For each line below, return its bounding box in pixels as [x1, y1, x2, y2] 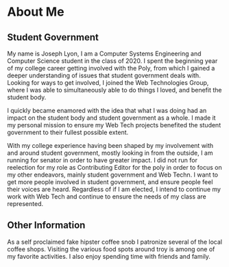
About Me [7, 4, 64, 20]
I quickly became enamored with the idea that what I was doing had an [7, 107, 207, 114]
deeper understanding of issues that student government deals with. [7, 71, 201, 79]
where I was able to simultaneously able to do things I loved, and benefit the [7, 86, 222, 94]
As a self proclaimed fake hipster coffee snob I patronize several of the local [7, 238, 223, 246]
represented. [7, 200, 44, 207]
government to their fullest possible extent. [7, 128, 129, 136]
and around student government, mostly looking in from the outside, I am [7, 149, 213, 157]
